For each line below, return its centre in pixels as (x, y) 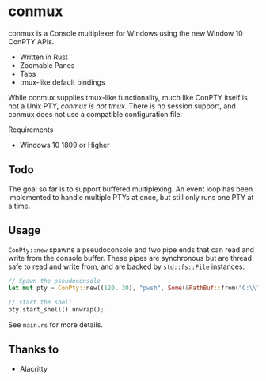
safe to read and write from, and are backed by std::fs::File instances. (127, 266)
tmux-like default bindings (62, 82)
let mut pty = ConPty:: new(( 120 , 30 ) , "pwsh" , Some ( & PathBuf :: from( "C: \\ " (134, 288)
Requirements (31, 130)
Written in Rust (44, 57)
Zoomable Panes (47, 65)
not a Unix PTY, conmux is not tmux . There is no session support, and (122, 106)
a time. (19, 206)
